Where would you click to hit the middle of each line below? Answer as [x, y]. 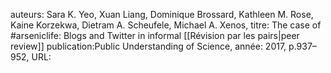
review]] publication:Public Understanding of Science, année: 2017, [148, 46]
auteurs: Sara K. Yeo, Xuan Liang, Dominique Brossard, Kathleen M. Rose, [162, 14]
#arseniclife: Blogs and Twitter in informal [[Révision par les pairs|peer [155, 35]
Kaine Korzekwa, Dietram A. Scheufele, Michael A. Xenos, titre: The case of [166, 25]
